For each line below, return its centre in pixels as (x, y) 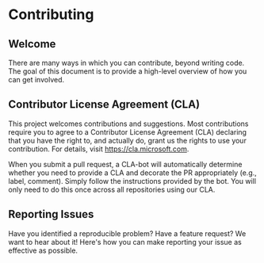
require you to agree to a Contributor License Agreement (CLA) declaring (128, 131)
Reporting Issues (51, 214)
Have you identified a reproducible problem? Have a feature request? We (127, 233)
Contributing (51, 15)
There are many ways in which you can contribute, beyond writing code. (126, 63)
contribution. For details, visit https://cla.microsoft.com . (99, 149)
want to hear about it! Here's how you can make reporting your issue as (125, 242)
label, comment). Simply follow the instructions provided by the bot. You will (132, 181)
